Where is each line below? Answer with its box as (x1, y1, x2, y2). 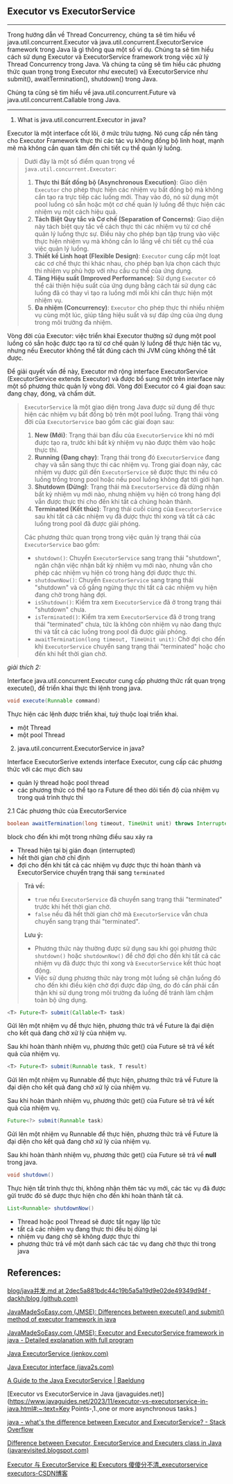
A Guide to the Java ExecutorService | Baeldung (7, 1376, 145, 1384)
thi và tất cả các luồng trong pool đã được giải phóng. (34, 627, 188, 636)
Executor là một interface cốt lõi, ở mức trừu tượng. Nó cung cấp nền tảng (7, 128, 218, 137)
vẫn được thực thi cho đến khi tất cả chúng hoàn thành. (34, 497, 193, 505)
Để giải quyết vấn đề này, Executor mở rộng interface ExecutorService (7, 367, 208, 376)
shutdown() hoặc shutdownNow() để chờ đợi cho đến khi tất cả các (34, 951, 221, 960)
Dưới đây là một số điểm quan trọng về (24, 157, 135, 165)
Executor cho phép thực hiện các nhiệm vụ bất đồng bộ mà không (34, 185, 223, 194)
